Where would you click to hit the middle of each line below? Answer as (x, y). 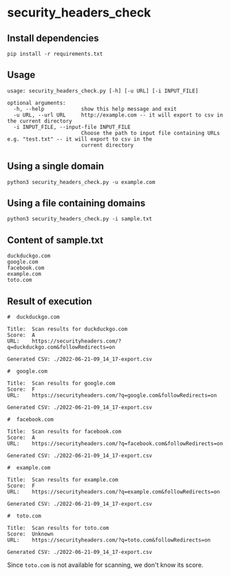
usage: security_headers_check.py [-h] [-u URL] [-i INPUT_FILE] (103, 91)
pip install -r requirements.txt (55, 54)
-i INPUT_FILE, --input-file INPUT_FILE (72, 127)
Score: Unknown (30, 534)
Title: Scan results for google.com (61, 384)
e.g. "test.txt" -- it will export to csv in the (80, 139)
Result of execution (50, 301)
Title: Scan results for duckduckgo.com (67, 329)
